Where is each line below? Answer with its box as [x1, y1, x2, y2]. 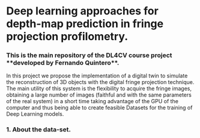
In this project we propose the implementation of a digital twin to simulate [6, 72, 188, 79]
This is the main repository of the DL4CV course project [6, 51, 172, 59]
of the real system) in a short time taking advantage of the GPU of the [6, 98, 179, 105]
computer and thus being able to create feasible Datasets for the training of [6, 104, 193, 112]
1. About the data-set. [6, 125, 71, 134]
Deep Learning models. [6, 110, 64, 118]
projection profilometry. [6, 30, 129, 43]
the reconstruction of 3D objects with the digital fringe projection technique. [6, 79, 195, 86]
